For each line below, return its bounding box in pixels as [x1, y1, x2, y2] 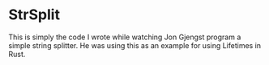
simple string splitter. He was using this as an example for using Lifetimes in [8, 40, 262, 50]
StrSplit [8, 6, 61, 24]
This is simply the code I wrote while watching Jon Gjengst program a [8, 32, 241, 42]
